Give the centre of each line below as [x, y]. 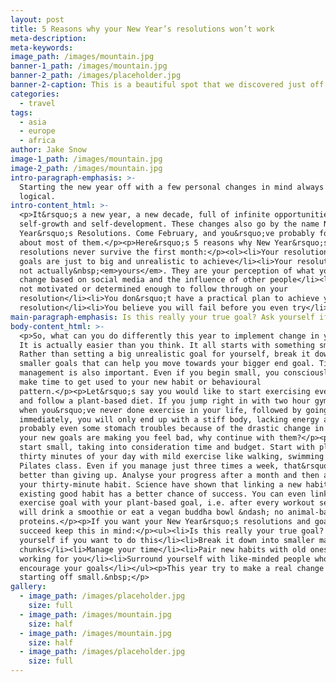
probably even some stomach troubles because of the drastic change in [172, 429]
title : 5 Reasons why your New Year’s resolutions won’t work [142, 29]
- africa [37, 141]
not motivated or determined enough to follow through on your [153, 289]
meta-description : [48, 38]
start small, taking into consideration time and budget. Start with [167, 447]
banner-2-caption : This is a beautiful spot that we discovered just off [167, 85]
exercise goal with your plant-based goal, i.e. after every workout [167, 503]
